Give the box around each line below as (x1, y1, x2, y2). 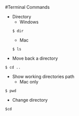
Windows (19, 19, 39, 25)
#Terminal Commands (5, 4, 50, 10)
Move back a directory (12, 55, 58, 61)
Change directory (12, 97, 48, 103)
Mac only (19, 79, 39, 84)
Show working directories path (12, 74, 75, 79)
